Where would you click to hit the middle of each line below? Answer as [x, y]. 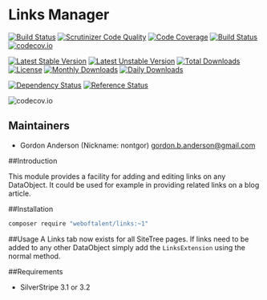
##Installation [31, 209]
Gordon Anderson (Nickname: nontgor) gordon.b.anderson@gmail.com [138, 145]
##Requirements [36, 271]
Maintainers [39, 126]
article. [20, 193]
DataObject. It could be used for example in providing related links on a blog [134, 184]
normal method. [34, 256]
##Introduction [33, 160]
